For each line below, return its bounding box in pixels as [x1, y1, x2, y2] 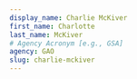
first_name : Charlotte [9, 22, 95, 31]
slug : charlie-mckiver [9, 55, 95, 64]
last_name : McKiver [9, 30, 83, 39]
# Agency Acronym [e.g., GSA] [9, 38, 124, 48]
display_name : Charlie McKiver [9, 13, 128, 23]
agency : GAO [9, 47, 54, 56]
